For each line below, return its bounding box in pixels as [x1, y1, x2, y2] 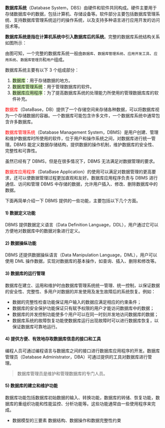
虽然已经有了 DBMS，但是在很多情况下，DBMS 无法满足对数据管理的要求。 [5, 158, 158, 164]
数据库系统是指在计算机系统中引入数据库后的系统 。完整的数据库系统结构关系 [5, 34, 160, 39]
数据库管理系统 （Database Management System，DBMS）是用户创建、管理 [5, 129, 159, 135]
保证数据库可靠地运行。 [12, 323, 60, 329]
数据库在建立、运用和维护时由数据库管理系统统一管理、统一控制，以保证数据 [5, 282, 160, 288]
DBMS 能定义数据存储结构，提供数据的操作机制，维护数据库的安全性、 [13, 142, 157, 147]
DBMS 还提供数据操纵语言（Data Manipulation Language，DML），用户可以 [5, 252, 158, 258]
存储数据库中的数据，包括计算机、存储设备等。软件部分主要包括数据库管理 [5, 11, 156, 17]
